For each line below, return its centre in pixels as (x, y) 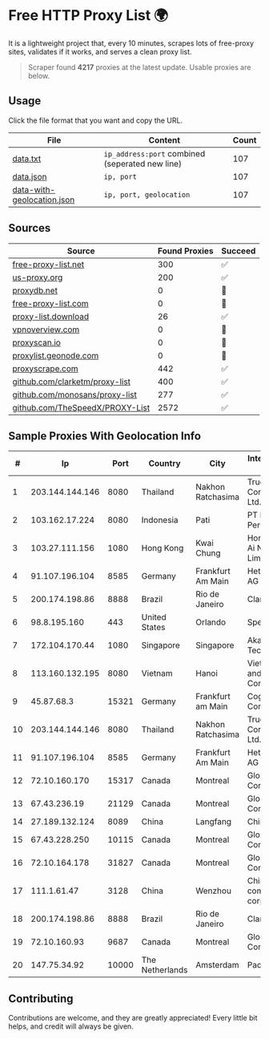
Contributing (41, 999)
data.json (30, 176)
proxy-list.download (51, 316)
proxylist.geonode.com (56, 355)
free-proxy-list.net (48, 264)
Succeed (239, 251)
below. (39, 75)
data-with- (34, 189)
